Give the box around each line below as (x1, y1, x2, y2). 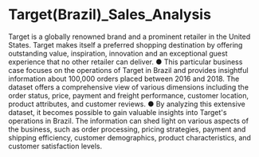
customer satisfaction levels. (8, 141, 102, 151)
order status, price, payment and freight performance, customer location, (8, 90, 249, 100)
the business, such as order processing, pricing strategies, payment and (8, 124, 246, 134)
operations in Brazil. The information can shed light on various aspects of (8, 116, 249, 125)
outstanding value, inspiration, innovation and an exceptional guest (8, 48, 228, 58)
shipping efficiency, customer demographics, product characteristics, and (8, 132, 251, 142)
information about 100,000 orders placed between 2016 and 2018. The (8, 74, 240, 83)
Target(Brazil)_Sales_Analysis (8, 6, 211, 24)
